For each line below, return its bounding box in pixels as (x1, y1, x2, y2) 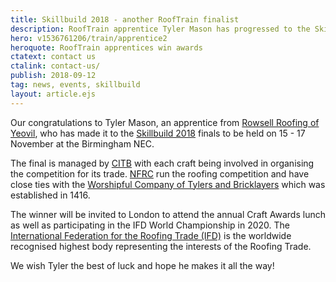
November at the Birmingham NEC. (10, 137, 155, 150)
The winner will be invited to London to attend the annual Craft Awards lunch (10, 208, 326, 220)
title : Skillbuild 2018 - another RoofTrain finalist (10, 14, 240, 25)
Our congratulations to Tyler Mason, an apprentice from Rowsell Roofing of (10, 116, 320, 128)
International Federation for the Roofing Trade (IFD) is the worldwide (10, 229, 292, 241)
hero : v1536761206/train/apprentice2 (10, 33, 168, 43)
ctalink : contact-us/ (10, 61, 101, 71)
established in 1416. (10, 189, 91, 201)
